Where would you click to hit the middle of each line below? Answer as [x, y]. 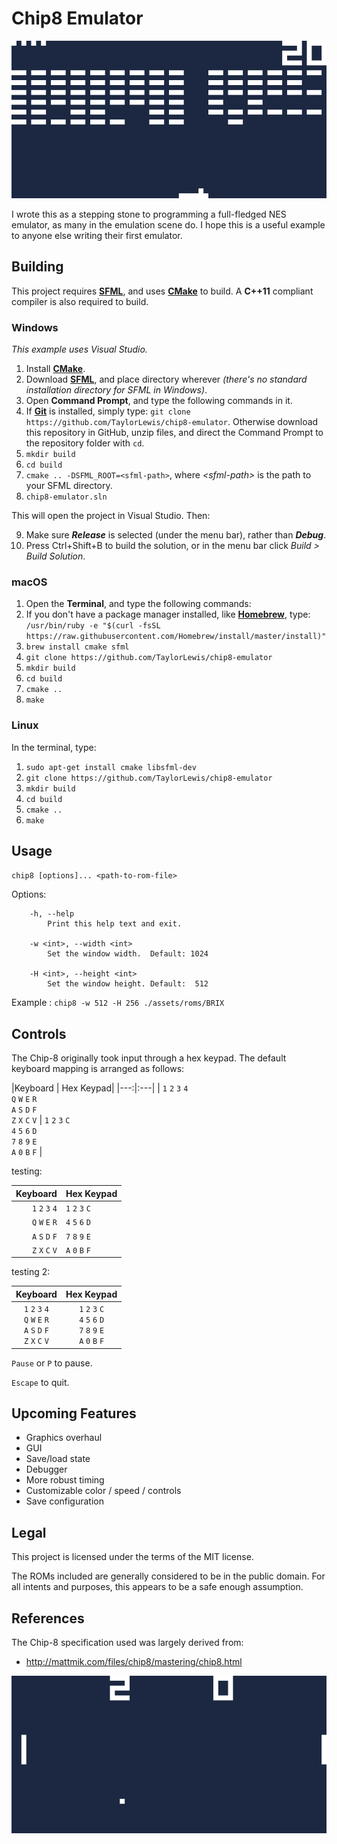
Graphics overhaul [64, 1438]
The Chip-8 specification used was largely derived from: [127, 1642]
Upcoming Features [74, 1413]
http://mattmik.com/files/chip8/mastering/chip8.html [134, 1661]
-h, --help [52, 914]
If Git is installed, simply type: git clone [108, 411]
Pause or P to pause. [52, 1363]
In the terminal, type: [54, 747]
